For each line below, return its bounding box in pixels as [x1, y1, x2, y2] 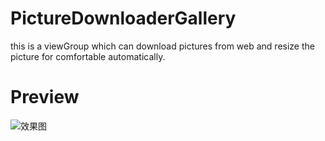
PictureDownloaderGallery [10, 7, 237, 30]
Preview [10, 86, 80, 109]
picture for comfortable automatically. [10, 50, 166, 62]
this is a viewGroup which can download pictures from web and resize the [10, 40, 315, 52]
